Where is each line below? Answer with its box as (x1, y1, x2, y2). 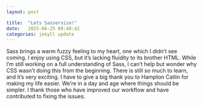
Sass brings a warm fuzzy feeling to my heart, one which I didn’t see (6, 48, 178, 55)
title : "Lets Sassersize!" (6, 19, 78, 26)
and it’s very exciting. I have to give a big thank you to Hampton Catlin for (6, 73, 189, 81)
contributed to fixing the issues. (6, 93, 86, 100)
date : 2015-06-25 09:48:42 (6, 25, 80, 31)
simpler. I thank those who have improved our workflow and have (6, 86, 170, 94)
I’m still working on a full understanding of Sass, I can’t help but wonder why (6, 61, 197, 68)
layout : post (6, 8, 39, 15)
